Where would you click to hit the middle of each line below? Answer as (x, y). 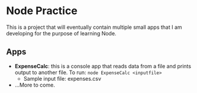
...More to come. (35, 85)
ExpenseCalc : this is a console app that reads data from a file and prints (103, 66)
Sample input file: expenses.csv (62, 78)
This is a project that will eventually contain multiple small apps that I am (94, 27)
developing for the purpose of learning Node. (61, 33)
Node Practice (42, 11)
